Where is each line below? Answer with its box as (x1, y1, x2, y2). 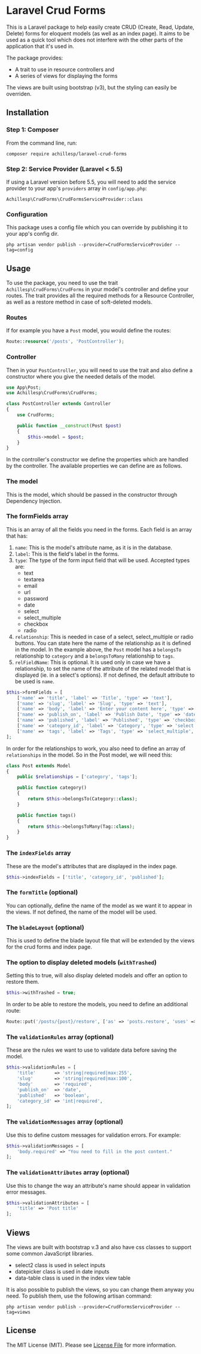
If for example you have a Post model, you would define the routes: (6, 327, 172, 334)
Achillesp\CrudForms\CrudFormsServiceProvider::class (6, 196, 144, 202)
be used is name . (14, 677, 55, 684)
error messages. (6, 1188, 47, 1196)
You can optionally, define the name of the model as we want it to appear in (6, 902, 193, 909)
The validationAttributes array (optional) (6, 1168, 130, 1176)
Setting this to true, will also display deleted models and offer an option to (6, 972, 188, 979)
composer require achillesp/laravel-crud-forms (6, 151, 127, 157)
